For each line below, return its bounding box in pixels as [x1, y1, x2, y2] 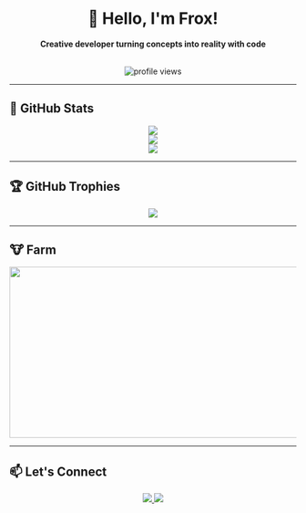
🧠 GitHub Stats [9, 100, 94, 117]
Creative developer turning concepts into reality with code [39, 38, 267, 49]
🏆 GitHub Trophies [9, 179, 121, 194]
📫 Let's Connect [9, 464, 107, 479]
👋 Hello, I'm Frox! [87, 8, 219, 29]
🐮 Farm [9, 242, 56, 257]
